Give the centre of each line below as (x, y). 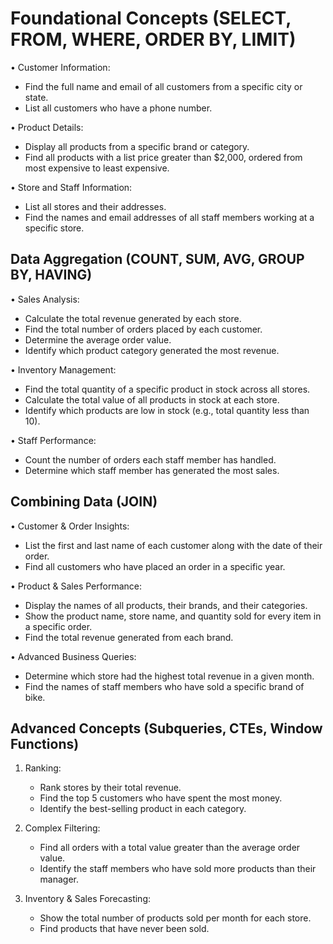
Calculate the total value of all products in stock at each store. (152, 399)
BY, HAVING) (51, 275)
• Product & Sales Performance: (76, 586)
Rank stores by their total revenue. (110, 788)
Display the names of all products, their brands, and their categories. (166, 605)
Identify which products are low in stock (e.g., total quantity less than (167, 410)
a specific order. (58, 626)
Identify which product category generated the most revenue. (152, 350)
